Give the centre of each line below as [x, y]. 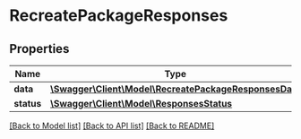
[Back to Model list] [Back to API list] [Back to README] [112, 126]
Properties [39, 49]
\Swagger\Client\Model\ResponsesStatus [141, 104]
